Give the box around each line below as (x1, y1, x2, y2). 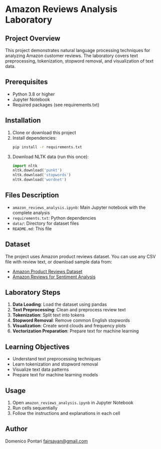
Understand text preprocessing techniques (12, 356, 101, 362)
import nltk (12, 163, 37, 168)
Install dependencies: (12, 135, 57, 141)
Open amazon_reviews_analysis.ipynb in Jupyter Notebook (12, 399, 133, 406)
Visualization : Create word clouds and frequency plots (12, 323, 126, 329)
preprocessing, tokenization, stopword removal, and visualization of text (5, 58, 154, 64)
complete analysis (12, 209, 50, 216)
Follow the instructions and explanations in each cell (12, 410, 120, 416)
